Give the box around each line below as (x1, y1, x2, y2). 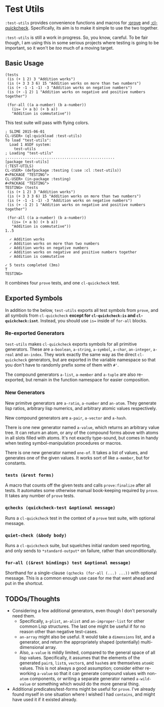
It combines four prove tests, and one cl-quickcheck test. (5, 279, 120, 286)
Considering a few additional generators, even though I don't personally (12, 608, 158, 614)
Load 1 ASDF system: (9, 142, 51, 147)
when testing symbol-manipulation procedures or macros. (5, 440, 122, 446)
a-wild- (136, 676, 152, 682)
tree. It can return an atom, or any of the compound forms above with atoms (5, 430, 159, 436)
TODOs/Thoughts (5, 594, 60, 603)
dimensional (19, 645, 44, 650)
